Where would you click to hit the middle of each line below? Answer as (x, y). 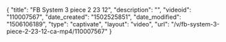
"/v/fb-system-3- (195, 24)
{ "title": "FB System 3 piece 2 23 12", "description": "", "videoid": (99, 10)
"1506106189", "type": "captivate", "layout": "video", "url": (88, 24)
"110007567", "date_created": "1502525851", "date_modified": (94, 17)
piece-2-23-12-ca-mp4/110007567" (57, 31)
